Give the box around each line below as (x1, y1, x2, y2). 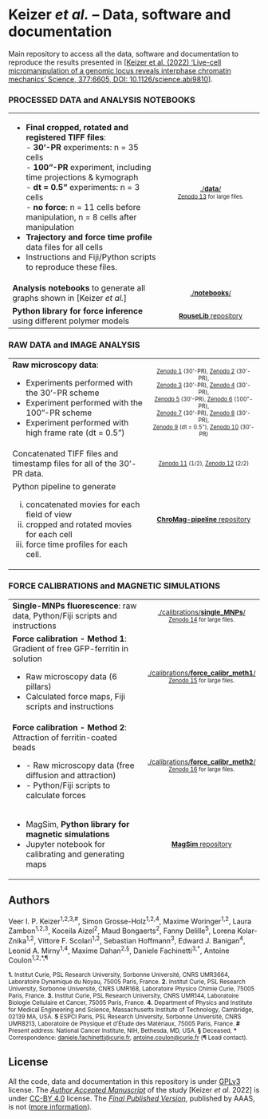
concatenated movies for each (26, 499, 140, 510)
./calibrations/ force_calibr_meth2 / (147, 757, 256, 766)
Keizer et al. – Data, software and (8, 6, 231, 24)
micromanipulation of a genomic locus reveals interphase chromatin (8, 65, 231, 75)
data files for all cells (26, 242, 104, 253)
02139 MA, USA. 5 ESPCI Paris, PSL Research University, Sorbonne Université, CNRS (8, 1012, 242, 1021)
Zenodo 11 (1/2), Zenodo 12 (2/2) (158, 459, 250, 468)
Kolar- (237, 926, 258, 935)
